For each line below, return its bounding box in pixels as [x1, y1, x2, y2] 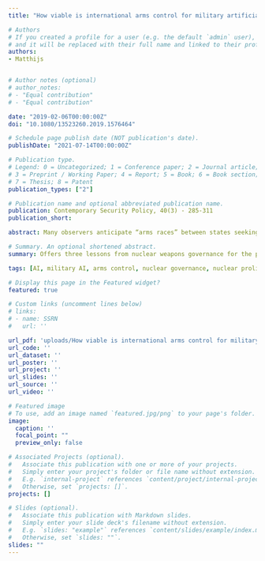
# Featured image [8, 402, 65, 410]
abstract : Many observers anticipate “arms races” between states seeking [8, 228, 259, 237]
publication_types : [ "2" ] [8, 185, 93, 194]
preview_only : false [15, 439, 83, 447]
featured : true [8, 286, 58, 294]
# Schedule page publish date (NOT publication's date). [8, 134, 200, 142]
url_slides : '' [8, 373, 58, 382]
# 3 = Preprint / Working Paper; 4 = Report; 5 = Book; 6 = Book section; [8, 171, 259, 179]
